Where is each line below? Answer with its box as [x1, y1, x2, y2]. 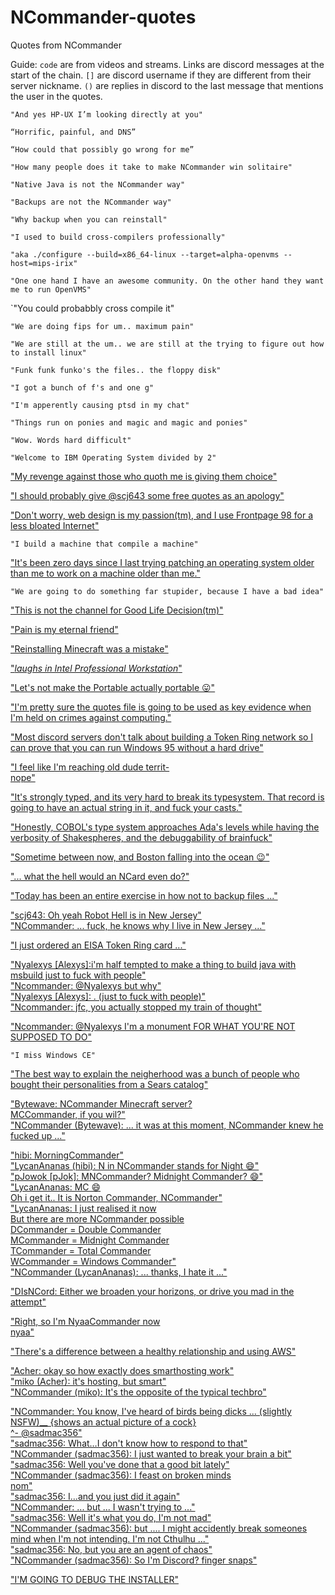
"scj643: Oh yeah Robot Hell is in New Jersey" [10, 909, 202, 921]
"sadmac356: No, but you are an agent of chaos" [10, 1543, 213, 1555]
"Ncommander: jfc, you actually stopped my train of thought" [10, 1001, 262, 1013]
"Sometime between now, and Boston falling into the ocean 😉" [10, 851, 270, 863]
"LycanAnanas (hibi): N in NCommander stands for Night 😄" [10, 1159, 260, 1171]
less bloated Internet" [10, 519, 100, 531]
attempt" [10, 1296, 47, 1308]
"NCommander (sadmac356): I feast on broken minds [10, 1469, 232, 1481]
